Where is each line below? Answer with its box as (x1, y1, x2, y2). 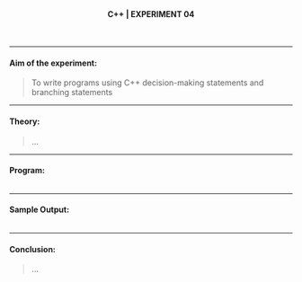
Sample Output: (9, 204, 70, 216)
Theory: (9, 116, 40, 127)
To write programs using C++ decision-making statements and (31, 77, 264, 88)
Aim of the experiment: (9, 57, 97, 68)
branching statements (31, 87, 113, 98)
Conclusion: (9, 243, 57, 254)
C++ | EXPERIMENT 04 (107, 8, 195, 19)
